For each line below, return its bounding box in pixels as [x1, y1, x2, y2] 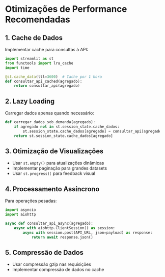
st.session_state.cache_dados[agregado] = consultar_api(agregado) [23, 129, 164, 134]
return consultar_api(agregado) [14, 83, 80, 88]
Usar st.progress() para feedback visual [12, 171, 96, 176]
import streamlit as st [5, 56, 54, 61]
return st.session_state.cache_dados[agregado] [14, 133, 113, 138]
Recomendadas [5, 14, 70, 25]
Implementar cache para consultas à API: [5, 47, 88, 52]
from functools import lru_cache [5, 61, 74, 66]
